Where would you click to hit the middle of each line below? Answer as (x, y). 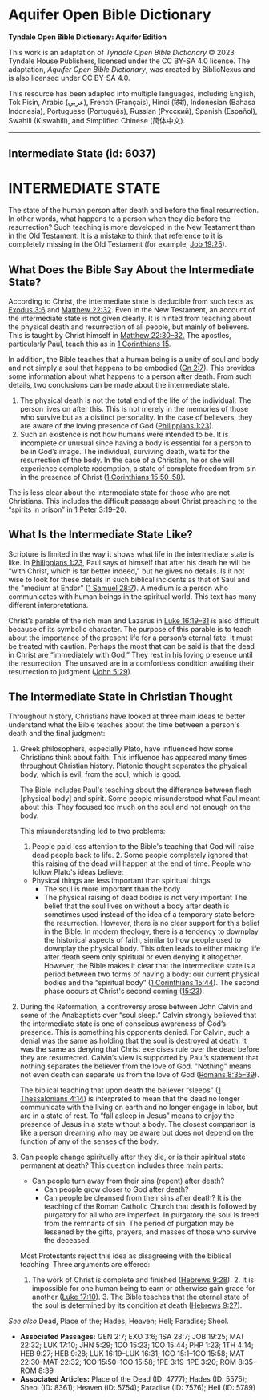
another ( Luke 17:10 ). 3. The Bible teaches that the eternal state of (141, 1297)
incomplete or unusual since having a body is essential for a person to (135, 443)
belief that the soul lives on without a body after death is (137, 906)
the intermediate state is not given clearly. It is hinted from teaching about (130, 319)
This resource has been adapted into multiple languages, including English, (132, 93)
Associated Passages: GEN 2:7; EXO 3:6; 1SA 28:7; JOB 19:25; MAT (132, 1336)
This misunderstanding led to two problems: (92, 831)
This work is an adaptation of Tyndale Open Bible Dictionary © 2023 (121, 52)
